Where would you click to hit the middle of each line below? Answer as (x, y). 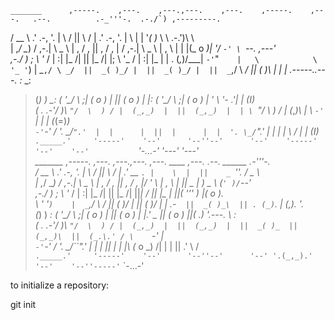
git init (23, 304)
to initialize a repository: (60, 285)
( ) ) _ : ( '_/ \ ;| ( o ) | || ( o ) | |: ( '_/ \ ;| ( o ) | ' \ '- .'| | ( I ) (144, 99)
